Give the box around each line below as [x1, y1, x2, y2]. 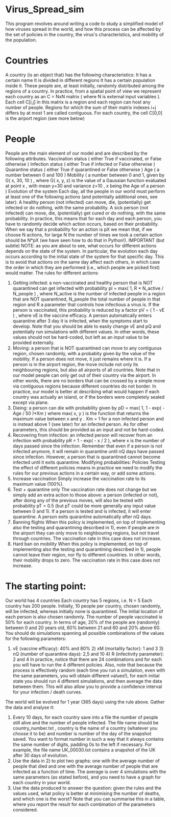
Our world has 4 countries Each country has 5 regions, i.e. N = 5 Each [5, 597, 152, 604]
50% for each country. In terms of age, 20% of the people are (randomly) [5, 619, 160, 625]
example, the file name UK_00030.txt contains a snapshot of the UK [12, 746, 156, 753]
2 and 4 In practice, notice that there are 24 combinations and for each [12, 656, 162, 662]
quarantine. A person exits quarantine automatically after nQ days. [12, 513, 152, 520]
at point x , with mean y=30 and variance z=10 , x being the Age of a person [5, 183, 165, 189]
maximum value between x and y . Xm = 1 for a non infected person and [12, 416, 164, 422]
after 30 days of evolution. [12, 752, 68, 758]
